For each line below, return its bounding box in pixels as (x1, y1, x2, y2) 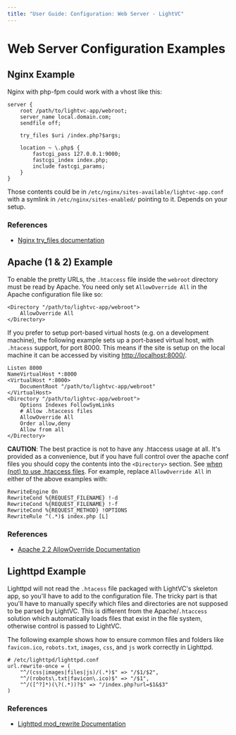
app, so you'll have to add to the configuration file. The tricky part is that (7, 591, 217, 600)
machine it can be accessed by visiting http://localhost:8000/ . (7, 350, 187, 359)
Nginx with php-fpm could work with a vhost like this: (7, 87, 162, 96)
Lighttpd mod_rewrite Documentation (17, 719, 126, 728)
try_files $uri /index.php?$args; (20, 132, 121, 139)
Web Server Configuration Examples (7, 40, 225, 56)
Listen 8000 (7, 364, 42, 371)
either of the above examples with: (7, 474, 108, 483)
